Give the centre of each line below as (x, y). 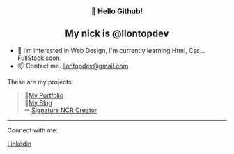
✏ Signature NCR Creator (61, 110)
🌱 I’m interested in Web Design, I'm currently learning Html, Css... (111, 50)
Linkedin (19, 144)
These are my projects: (40, 82)
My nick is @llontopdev (117, 34)
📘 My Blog (38, 102)
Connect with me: (32, 130)
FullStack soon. (39, 58)
